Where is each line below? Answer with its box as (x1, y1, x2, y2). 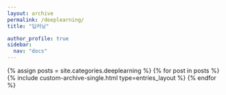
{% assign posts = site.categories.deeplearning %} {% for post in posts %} (7, 66, 220, 74)
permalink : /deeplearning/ (7, 16, 84, 23)
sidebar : (7, 42, 32, 49)
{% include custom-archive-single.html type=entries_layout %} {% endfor (7, 74, 216, 82)
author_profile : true (7, 35, 69, 42)
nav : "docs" (13, 48, 48, 55)
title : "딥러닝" (7, 23, 49, 29)
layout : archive (7, 10, 54, 17)
